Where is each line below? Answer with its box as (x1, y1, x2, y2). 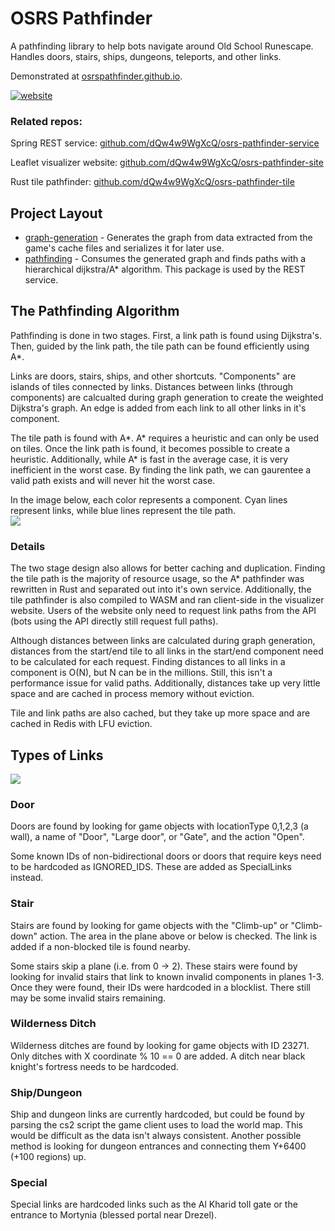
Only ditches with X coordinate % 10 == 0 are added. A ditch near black (10, 1050, 306, 1062)
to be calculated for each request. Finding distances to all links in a (10, 656, 286, 668)
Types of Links (10, 747, 104, 764)
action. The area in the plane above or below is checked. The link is (39, 930, 318, 942)
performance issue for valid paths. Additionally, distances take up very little (10, 677, 321, 689)
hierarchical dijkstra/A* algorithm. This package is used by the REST (24, 263, 306, 276)
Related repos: (10, 114, 83, 128)
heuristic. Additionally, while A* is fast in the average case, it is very (10, 453, 289, 465)
